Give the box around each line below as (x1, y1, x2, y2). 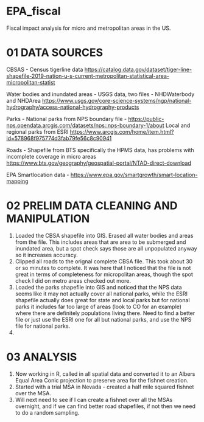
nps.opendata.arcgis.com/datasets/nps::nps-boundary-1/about (6, 122, 164, 129)
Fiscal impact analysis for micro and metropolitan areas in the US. (6, 24, 171, 32)
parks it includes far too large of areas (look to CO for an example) (15, 303, 181, 310)
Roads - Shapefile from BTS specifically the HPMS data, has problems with (6, 146, 194, 153)
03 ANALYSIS (6, 350, 77, 364)
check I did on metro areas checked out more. (15, 277, 131, 284)
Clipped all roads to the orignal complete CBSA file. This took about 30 (15, 257, 193, 265)
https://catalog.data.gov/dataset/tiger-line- (84, 66, 192, 73)
